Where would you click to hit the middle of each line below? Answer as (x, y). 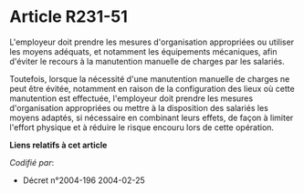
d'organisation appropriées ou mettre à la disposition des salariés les (139, 107)
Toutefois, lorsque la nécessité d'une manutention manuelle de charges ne (150, 78)
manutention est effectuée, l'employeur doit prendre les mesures (131, 98)
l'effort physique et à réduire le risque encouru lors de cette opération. (142, 127)
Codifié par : (32, 162)
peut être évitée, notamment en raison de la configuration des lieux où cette (152, 88)
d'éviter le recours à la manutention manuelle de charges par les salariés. (147, 61)
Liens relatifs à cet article (58, 145)
